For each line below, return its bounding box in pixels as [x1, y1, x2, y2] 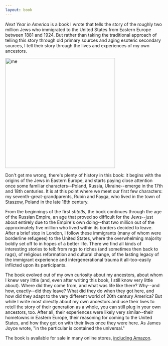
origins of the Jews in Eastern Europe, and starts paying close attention [5, 177, 153, 184]
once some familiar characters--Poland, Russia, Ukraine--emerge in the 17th [5, 183, 163, 189]
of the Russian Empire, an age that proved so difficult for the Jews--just [5, 214, 153, 220]
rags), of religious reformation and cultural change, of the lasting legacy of [5, 251, 159, 257]
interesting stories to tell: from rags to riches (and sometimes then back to [5, 246, 158, 252]
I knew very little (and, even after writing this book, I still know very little [5, 277, 153, 283]
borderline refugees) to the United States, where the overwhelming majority [5, 235, 162, 241]
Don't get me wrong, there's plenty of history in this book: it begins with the [5, 172, 161, 178]
